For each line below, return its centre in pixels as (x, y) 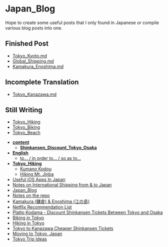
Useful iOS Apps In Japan (39, 180)
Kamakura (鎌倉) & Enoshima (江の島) (51, 201)
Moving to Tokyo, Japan (37, 234)
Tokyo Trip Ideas (30, 239)
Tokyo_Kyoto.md (30, 56)
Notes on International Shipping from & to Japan (62, 185)
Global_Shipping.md (33, 61)
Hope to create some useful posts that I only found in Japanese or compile (82, 23)
